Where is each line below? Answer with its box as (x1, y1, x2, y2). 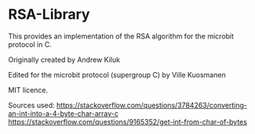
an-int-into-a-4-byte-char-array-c (8, 108, 119, 118)
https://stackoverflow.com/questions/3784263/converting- (56, 100, 248, 110)
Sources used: (8, 100, 55, 110)
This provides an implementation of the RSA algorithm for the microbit (8, 31, 234, 41)
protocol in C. (8, 39, 53, 49)
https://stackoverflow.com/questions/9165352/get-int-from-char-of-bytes (8, 117, 247, 126)
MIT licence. (8, 85, 49, 95)
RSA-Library (8, 5, 90, 24)
